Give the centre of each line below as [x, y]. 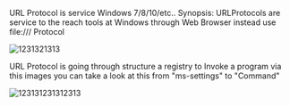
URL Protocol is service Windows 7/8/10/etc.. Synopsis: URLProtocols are [145, 13]
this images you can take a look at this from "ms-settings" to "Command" [145, 76]
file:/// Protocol [37, 32]
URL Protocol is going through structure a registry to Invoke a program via [145, 66]
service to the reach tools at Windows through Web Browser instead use [143, 22]
